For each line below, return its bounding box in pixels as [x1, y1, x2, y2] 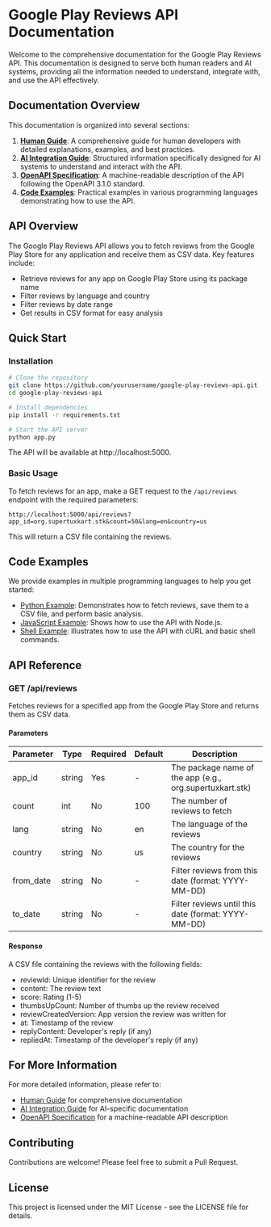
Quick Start [8, 331, 67, 345]
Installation [8, 355, 54, 367]
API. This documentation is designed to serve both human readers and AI [8, 58, 252, 68]
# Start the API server [8, 426, 89, 434]
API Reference [8, 658, 82, 672]
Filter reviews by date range [19, 299, 113, 309]
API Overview [8, 220, 79, 233]
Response [8, 941, 43, 951]
